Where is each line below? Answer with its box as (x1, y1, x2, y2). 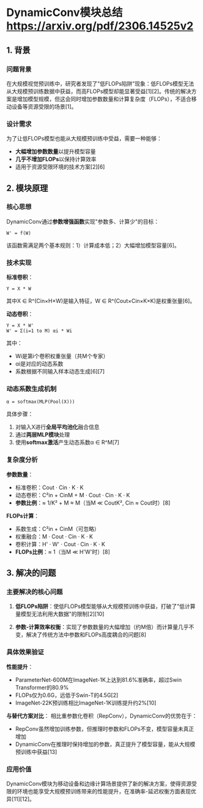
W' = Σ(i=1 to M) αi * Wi (6, 328, 72, 334)
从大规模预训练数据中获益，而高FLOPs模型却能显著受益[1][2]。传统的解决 (6, 87, 191, 95)
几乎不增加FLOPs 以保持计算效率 (15, 156, 97, 163)
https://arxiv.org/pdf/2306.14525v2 (6, 19, 194, 33)
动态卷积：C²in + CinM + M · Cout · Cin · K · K (15, 491, 130, 498)
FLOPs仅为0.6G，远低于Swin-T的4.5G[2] (15, 691, 119, 699)
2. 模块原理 (6, 183, 48, 193)
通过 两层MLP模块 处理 (15, 431, 70, 438)
